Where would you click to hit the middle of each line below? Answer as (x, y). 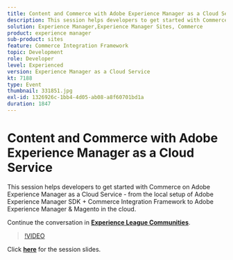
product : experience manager (49, 33)
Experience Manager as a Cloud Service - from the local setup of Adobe (110, 194)
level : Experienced (35, 65)
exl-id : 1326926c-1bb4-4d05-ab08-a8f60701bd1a (76, 98)
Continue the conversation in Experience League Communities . (99, 222)
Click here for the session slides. (54, 249)
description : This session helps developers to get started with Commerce (118, 20)
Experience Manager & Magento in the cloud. (72, 209)
